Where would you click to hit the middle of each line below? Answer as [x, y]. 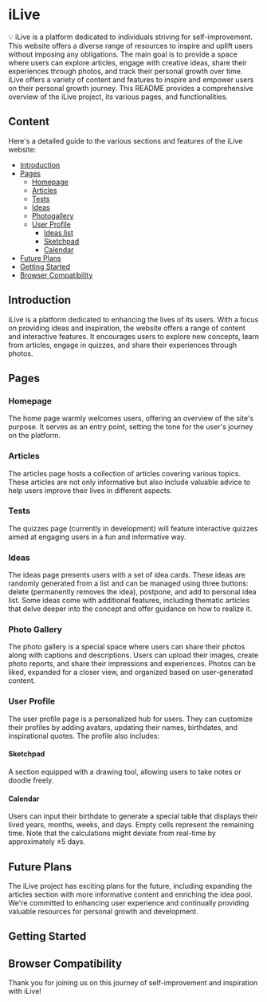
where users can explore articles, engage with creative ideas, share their [128, 62]
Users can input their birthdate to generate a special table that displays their [133, 816]
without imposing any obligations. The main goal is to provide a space [123, 54]
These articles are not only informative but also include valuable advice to [130, 482]
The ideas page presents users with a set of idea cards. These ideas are [127, 575]
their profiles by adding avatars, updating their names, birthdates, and [123, 727]
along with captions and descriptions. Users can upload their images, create [133, 655]
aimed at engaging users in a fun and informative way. [97, 537]
